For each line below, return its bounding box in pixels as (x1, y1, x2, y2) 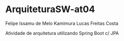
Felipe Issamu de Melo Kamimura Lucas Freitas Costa (5, 20, 119, 26)
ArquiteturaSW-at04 (5, 4, 95, 15)
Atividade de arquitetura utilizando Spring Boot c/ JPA (5, 30, 119, 36)
